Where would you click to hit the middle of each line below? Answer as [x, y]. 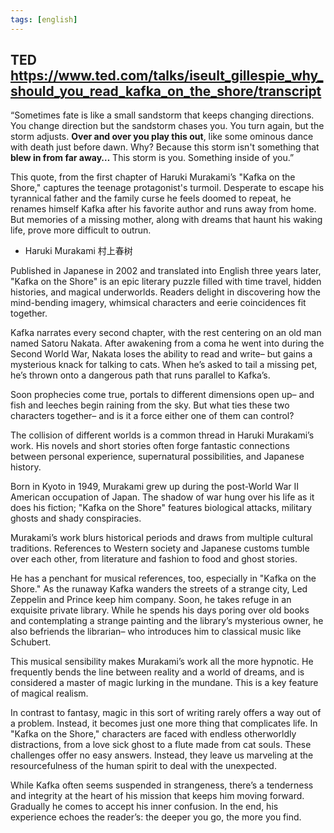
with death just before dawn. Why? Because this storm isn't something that [165, 147]
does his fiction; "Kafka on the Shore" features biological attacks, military [161, 508]
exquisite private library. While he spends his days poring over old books [160, 610]
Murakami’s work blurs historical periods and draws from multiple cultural [161, 538]
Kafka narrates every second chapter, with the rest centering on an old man [166, 333]
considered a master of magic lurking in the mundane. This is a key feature [164, 683]
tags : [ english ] [44, 19]
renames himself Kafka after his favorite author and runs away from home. [163, 209]
